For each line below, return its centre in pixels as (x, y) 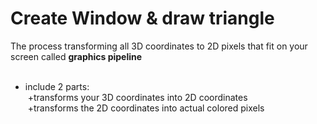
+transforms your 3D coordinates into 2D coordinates (137, 97)
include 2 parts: (57, 86)
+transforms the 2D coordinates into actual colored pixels (146, 108)
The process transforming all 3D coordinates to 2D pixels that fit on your (159, 46)
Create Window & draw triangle (142, 18)
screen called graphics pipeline (76, 56)
